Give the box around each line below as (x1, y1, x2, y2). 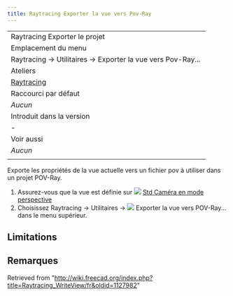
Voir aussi (10, 134, 43, 143)
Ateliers (10, 66, 36, 76)
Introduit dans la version (10, 111, 90, 121)
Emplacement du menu (10, 43, 87, 52)
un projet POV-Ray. (7, 173, 63, 182)
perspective (17, 195, 52, 204)
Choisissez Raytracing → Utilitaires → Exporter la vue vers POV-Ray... (17, 204, 227, 212)
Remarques (7, 255, 59, 267)
